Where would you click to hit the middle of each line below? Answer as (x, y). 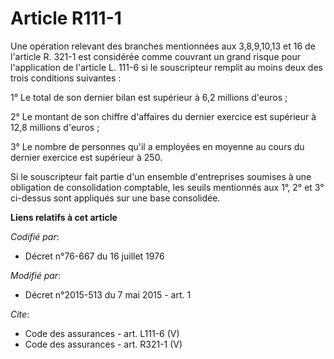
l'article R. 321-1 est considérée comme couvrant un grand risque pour (155, 56)
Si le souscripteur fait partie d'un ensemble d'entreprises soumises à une (161, 176)
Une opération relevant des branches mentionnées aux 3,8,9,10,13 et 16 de (163, 46)
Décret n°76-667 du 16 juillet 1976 (94, 256)
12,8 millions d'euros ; (55, 127)
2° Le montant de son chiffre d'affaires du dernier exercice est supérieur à (163, 116)
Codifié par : (35, 236)
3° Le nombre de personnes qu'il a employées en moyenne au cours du (157, 146)
